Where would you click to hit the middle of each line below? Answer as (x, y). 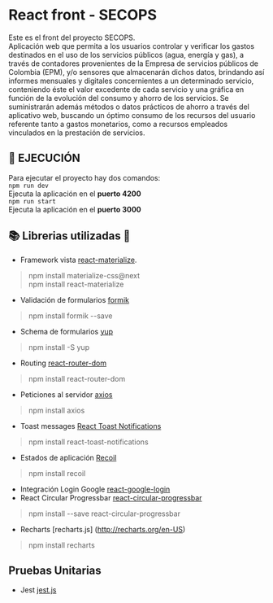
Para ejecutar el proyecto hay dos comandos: (84, 177)
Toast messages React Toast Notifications (91, 426)
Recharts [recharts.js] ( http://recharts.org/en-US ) (103, 529)
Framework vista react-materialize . (78, 260)
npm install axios (56, 410)
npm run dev (28, 186)
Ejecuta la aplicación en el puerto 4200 (75, 194)
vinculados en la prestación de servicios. (77, 133)
